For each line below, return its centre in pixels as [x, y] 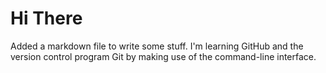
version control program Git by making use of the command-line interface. [163, 56]
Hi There [46, 18]
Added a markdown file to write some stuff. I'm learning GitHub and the [157, 46]
